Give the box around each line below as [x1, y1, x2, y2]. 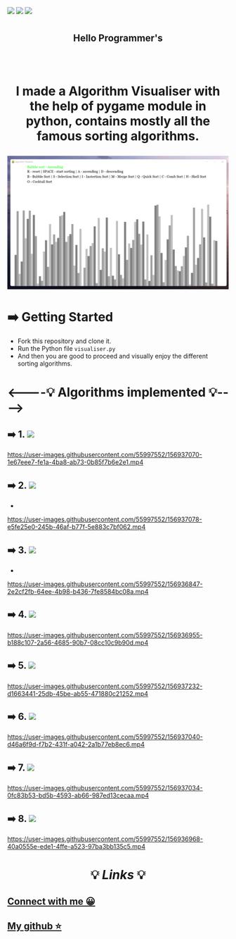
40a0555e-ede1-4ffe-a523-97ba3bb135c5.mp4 [7, 842, 146, 851]
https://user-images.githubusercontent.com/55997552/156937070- [7, 451, 202, 459]
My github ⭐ [7, 920, 62, 933]
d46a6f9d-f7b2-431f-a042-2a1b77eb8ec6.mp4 [7, 740, 145, 749]
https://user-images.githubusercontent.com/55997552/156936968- [7, 835, 204, 843]
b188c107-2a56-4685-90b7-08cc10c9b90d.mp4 [7, 638, 149, 647]
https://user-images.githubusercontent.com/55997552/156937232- [7, 682, 203, 690]
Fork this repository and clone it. [17, 337, 112, 345]
